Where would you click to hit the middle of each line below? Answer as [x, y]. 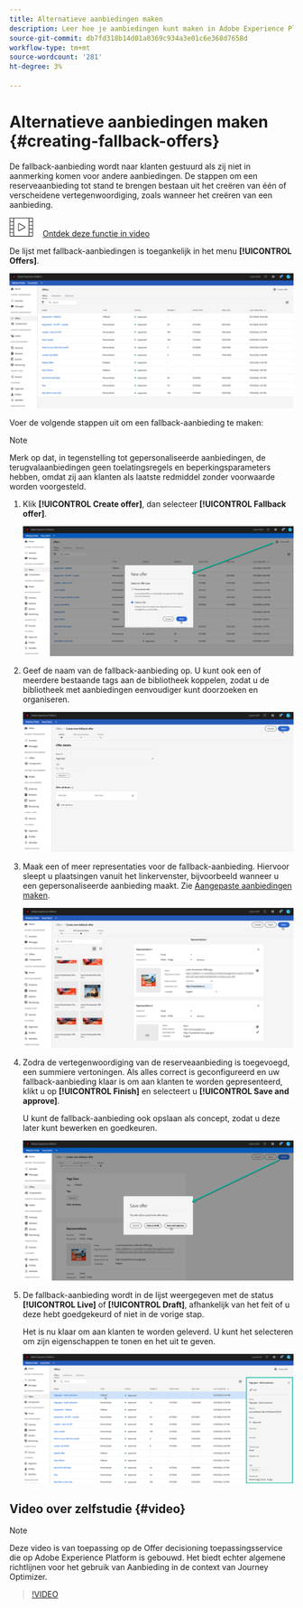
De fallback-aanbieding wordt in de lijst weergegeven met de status [148, 1295]
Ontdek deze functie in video [96, 233]
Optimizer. [28, 1577]
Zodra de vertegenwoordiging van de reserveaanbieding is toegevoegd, [156, 1062]
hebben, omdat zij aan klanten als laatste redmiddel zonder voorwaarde [142, 477]
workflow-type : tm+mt [50, 48]
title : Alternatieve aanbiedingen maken [87, 19]
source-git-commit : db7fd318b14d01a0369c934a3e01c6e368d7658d [129, 38]
